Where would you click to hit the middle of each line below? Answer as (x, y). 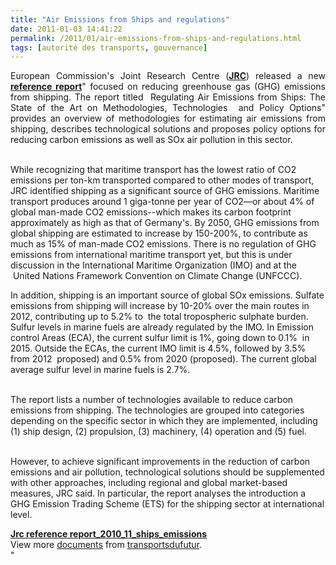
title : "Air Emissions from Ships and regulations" (120, 19)
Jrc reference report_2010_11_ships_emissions (109, 534)
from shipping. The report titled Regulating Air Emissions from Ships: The (168, 97)
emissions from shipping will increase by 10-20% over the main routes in (160, 306)
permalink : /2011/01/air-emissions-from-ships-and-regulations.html (156, 38)
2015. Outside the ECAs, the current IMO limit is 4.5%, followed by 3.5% (158, 348)
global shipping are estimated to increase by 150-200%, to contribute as (159, 233)
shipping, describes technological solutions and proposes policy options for (168, 129)
